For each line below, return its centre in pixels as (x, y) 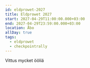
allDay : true (19, 33)
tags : (11, 37)
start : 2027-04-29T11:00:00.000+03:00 (45, 19)
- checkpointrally (29, 46)
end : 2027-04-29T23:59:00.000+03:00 (43, 23)
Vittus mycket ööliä (24, 60)
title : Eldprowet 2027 (28, 14)
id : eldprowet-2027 (25, 10)
